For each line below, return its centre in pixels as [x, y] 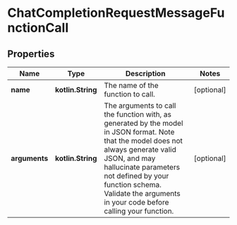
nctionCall [38, 28]
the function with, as [138, 114]
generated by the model [144, 123]
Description [145, 73]
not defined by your [136, 176]
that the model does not [144, 141]
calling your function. [139, 211]
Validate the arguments [142, 193]
